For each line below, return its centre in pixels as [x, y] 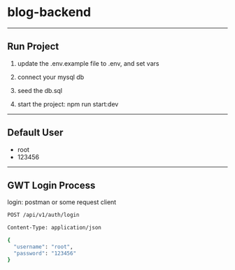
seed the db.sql [40, 90]
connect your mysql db [51, 77]
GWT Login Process [51, 185]
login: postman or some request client [62, 202]
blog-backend [49, 12]
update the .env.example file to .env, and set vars [88, 63]
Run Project [33, 47]
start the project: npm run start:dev [68, 104]
